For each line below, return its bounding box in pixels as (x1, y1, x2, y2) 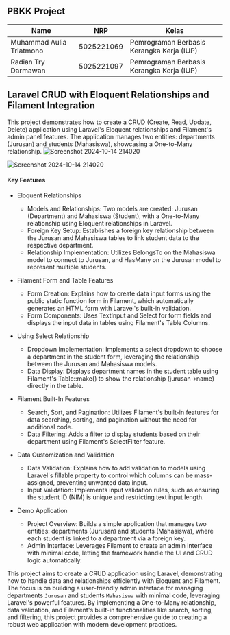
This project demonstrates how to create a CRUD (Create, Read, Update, (7, 118, 212, 126)
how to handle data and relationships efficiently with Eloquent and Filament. (7, 576, 221, 585)
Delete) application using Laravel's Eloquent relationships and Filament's (7, 125, 212, 133)
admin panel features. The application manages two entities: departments (7, 132, 216, 141)
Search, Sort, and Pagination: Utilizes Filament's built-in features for (27, 408, 219, 416)
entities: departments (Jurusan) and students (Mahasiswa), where (27, 527, 214, 535)
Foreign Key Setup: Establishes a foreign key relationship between (27, 226, 214, 235)
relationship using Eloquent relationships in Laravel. (27, 219, 172, 227)
